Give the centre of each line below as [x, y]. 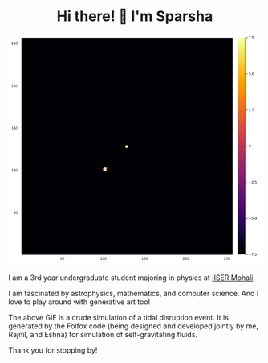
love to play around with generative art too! [79, 302]
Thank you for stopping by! [53, 350]
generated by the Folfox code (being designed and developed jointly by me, [134, 326]
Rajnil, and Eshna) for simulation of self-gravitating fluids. [103, 335]
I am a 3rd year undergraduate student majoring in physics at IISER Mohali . [132, 278]
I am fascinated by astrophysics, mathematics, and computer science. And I [134, 294]
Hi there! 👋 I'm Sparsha [135, 16]
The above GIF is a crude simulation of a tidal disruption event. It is [118, 318]
